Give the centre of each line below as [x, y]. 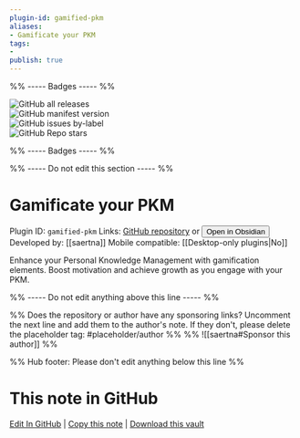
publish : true [36, 60]
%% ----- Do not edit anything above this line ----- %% [114, 297]
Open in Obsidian [236, 231]
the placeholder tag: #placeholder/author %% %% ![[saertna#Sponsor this [150, 334]
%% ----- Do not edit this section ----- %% [92, 168]
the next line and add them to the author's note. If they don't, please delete [150, 324]
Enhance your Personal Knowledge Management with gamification [134, 260]
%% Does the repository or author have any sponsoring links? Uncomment [150, 315]
